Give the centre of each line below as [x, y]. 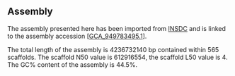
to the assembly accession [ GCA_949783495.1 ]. [77, 36]
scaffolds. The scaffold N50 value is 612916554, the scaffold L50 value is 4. [117, 57]
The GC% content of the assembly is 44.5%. [73, 64]
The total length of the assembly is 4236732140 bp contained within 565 [113, 49]
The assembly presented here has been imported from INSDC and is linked [117, 28]
